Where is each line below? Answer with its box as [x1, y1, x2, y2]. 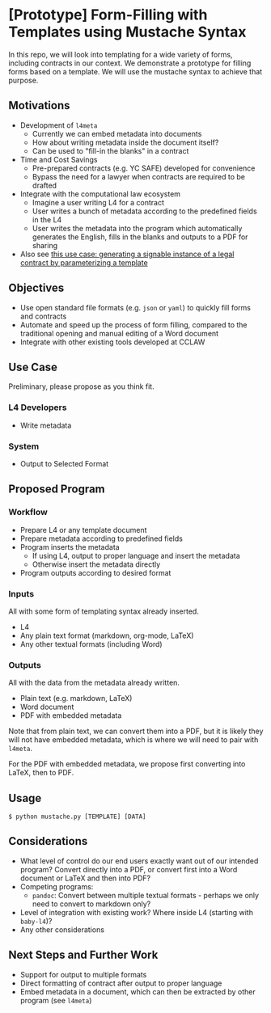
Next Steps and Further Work [8, 948, 159, 962]
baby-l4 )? [19, 916, 53, 926]
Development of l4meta [19, 120, 98, 130]
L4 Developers [8, 402, 67, 413]
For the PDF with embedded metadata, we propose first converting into [8, 759, 246, 769]
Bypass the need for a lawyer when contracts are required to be [32, 171, 245, 181]
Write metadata [19, 420, 72, 430]
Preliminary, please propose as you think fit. [8, 382, 155, 391]
